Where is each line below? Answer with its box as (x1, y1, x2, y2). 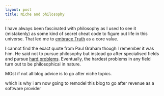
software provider (5, 85, 41, 91)
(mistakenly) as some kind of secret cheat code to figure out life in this (5, 31, 148, 36)
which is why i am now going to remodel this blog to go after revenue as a (5, 80, 155, 86)
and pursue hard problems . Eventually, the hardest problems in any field (5, 56, 151, 62)
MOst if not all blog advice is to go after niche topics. (5, 70, 112, 76)
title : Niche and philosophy (5, 12, 65, 17)
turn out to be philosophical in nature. (5, 61, 81, 67)
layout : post (5, 7, 32, 12)
